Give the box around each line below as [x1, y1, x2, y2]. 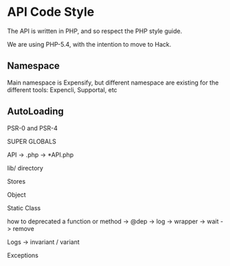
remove [12, 224, 34, 232]
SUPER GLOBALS [7, 137, 57, 145]
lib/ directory [7, 164, 43, 172]
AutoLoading [7, 106, 64, 118]
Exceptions [7, 251, 39, 259]
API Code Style [7, 4, 95, 20]
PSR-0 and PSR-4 [7, 124, 58, 132]
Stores [7, 177, 26, 186]
